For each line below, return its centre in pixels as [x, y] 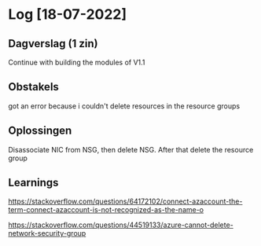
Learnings [33, 183]
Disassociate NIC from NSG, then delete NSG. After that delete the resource [131, 149]
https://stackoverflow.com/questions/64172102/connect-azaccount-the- [125, 201]
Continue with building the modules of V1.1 [77, 62]
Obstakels [33, 87]
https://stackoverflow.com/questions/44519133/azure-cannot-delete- [121, 225]
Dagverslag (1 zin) [53, 44]
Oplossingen [40, 131]
